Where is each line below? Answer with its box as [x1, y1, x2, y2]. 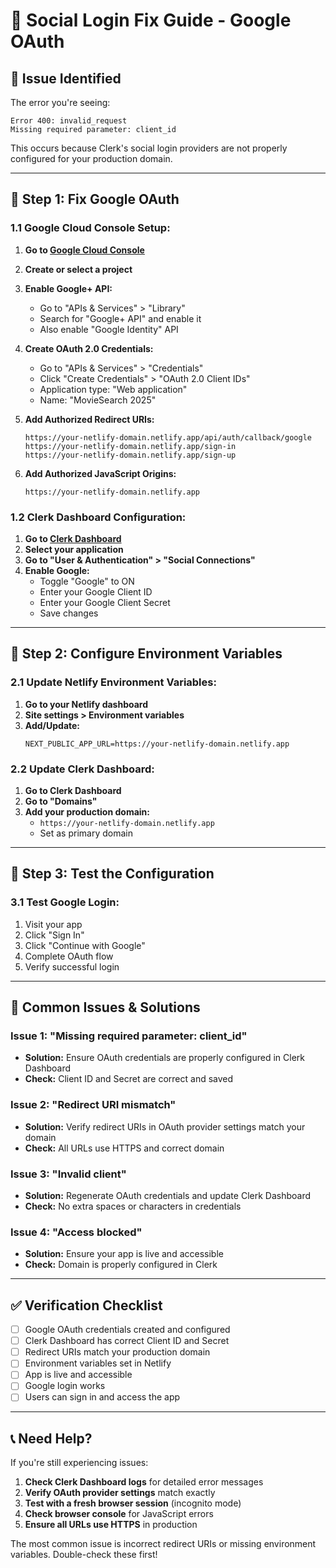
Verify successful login [24, 960, 120, 973]
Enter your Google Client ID [39, 585, 153, 598]
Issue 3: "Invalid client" [10, 1167, 127, 1181]
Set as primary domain [39, 827, 133, 839]
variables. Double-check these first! [10, 1549, 158, 1561]
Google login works [24, 1380, 106, 1392]
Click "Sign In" [24, 929, 85, 941]
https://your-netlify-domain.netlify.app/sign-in [24, 441, 237, 451]
